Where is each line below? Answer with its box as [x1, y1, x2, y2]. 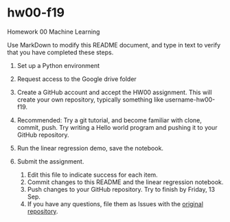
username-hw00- [165, 95, 216, 104]
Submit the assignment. [16, 157, 84, 166]
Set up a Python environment [16, 61, 100, 69]
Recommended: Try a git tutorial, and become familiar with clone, [16, 115, 203, 124]
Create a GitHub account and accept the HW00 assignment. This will [16, 88, 212, 96]
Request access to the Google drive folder [16, 74, 137, 83]
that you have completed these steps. [7, 48, 114, 56]
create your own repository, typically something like [16, 95, 164, 104]
